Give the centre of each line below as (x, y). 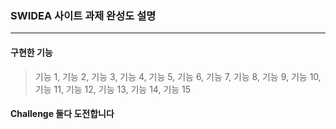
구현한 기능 (31, 52)
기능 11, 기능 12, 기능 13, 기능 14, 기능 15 (113, 89)
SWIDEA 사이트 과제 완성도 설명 (83, 15)
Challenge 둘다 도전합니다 (62, 114)
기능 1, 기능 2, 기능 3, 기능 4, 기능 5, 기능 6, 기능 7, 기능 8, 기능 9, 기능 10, (178, 76)
